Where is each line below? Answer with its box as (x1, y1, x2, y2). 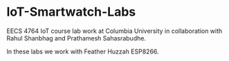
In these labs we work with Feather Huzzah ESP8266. (6, 47, 160, 56)
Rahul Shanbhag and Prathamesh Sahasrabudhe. (6, 34, 147, 42)
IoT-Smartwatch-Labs (6, 4, 136, 20)
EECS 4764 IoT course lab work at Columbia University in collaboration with (6, 27, 223, 35)
